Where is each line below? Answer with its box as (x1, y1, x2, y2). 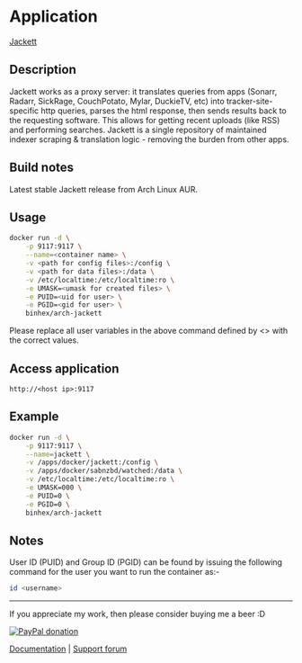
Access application (9, 361, 120, 376)
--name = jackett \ (25, 450, 91, 459)
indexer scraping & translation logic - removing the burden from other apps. (9, 133, 289, 145)
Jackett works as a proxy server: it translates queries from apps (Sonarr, (9, 85, 278, 96)
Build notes (9, 160, 75, 175)
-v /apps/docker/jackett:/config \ (25, 458, 159, 467)
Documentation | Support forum (9, 643, 128, 654)
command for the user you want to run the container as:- (9, 567, 220, 578)
